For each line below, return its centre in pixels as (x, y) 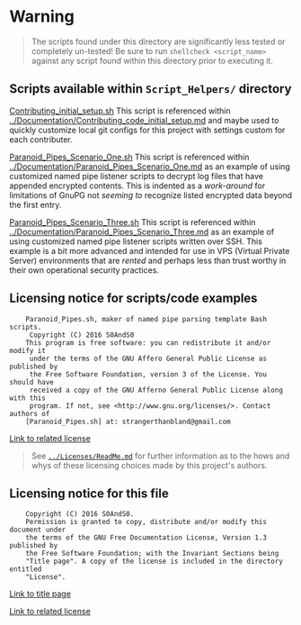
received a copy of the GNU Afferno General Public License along (156, 390)
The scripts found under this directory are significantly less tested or (158, 41)
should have (31, 382)
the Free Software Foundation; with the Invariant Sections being (152, 554)
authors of (30, 413)
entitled (26, 569)
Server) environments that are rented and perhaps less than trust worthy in (148, 260)
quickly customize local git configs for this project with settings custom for (147, 130)
